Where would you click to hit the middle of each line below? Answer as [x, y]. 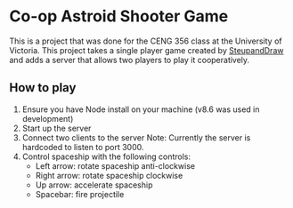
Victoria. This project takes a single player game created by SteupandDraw [146, 50]
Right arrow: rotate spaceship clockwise [109, 175]
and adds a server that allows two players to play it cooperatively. [130, 60]
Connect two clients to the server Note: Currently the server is [136, 137]
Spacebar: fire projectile [80, 194]
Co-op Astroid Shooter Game [119, 16]
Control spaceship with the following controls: [106, 156]
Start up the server [57, 128]
